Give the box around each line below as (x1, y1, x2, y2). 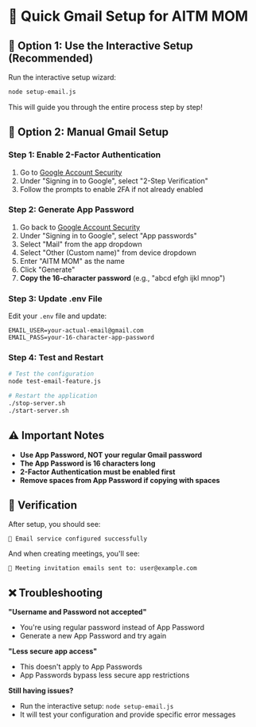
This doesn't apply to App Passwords (19, 662, 143, 672)
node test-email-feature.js (8, 378, 102, 386)
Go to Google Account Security (19, 167, 122, 177)
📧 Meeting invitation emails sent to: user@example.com (8, 564, 197, 572)
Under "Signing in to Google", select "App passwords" (19, 230, 197, 240)
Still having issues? (8, 686, 74, 696)
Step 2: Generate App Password (8, 204, 134, 215)
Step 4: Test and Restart (8, 352, 104, 363)
